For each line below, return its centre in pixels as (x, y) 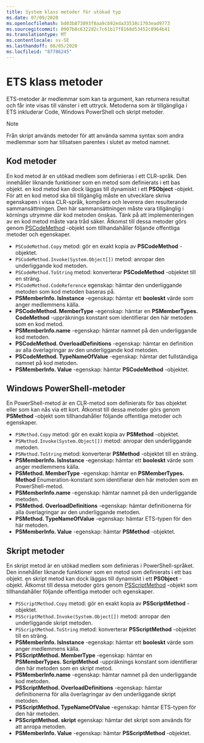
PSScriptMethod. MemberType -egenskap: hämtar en (84, 655)
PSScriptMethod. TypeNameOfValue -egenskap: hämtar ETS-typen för (106, 707)
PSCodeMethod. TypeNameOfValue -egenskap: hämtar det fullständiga (106, 356)
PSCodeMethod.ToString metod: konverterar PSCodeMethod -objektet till (105, 272)
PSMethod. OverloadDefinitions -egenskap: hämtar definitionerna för (103, 506)
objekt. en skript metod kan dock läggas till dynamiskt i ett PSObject (92, 579)
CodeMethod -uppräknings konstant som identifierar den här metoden (104, 317)
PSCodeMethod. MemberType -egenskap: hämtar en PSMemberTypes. (106, 311)
